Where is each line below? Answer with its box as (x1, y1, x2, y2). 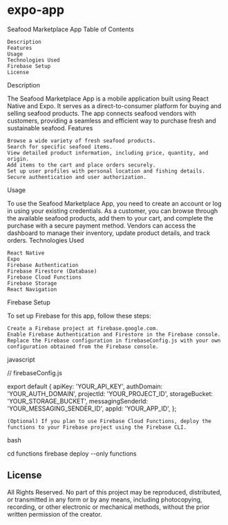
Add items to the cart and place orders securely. (7, 162, 156, 169)
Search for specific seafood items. (7, 143, 113, 150)
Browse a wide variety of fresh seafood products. (7, 137, 156, 144)
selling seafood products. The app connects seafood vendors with (7, 109, 196, 117)
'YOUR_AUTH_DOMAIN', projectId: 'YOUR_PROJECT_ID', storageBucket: (7, 389, 213, 397)
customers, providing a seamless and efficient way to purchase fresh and (7, 117, 216, 125)
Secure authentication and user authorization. (7, 173, 147, 180)
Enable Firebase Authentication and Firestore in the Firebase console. (7, 331, 221, 338)
